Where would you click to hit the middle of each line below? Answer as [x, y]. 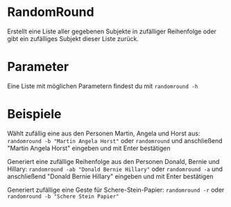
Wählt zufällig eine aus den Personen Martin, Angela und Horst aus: [104, 133]
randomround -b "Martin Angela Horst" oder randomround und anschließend [115, 140]
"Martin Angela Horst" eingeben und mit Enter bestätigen [89, 148]
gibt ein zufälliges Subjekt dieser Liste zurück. [73, 38]
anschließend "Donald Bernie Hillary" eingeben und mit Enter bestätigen [110, 176]
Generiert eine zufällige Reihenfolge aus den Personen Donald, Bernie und [113, 161]
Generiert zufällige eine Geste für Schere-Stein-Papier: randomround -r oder [116, 190]
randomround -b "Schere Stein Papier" [63, 196]
